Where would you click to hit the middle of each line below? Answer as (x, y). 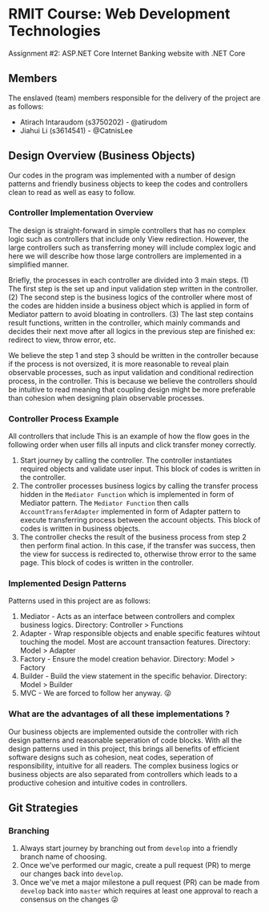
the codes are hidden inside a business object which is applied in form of (129, 305)
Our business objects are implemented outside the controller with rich (123, 731)
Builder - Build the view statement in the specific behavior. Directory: (133, 676)
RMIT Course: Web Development (119, 14)
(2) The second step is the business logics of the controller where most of (130, 297)
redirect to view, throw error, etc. (62, 340)
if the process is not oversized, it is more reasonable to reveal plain (119, 364)
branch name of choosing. (63, 857)
